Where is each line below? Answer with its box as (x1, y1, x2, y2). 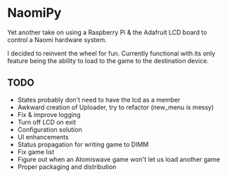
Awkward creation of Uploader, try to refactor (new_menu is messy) (17, 103, 214, 111)
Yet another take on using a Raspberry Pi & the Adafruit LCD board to (7, 28, 207, 36)
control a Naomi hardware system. (7, 35, 107, 43)
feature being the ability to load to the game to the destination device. (7, 56, 209, 64)
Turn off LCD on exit (17, 118, 76, 126)
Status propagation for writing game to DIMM (17, 140, 149, 149)
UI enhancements (17, 132, 69, 141)
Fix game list (17, 147, 55, 156)
